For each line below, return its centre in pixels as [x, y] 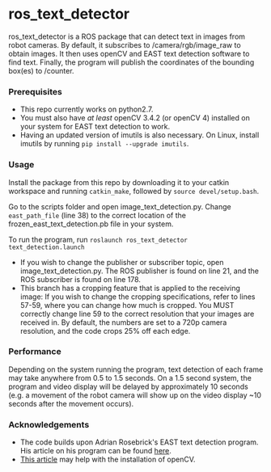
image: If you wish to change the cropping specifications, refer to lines [138, 297]
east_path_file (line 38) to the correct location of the [97, 215]
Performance [35, 352]
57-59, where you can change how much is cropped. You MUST [127, 305]
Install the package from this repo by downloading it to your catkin [119, 182]
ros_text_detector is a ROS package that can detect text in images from [127, 36]
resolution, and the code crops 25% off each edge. [105, 331]
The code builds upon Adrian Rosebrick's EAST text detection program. [139, 442]
